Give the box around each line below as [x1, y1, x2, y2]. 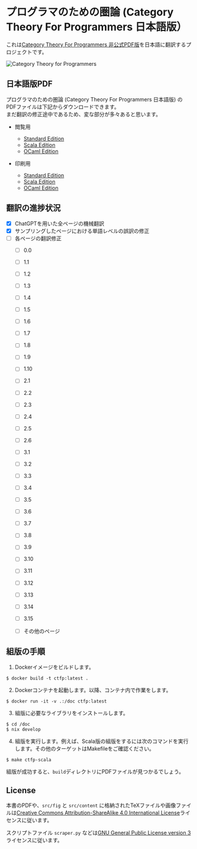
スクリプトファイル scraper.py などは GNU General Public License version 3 [6, 829, 191, 837]
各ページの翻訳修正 [14, 235, 62, 242]
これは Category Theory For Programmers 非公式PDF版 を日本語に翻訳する [6, 41, 186, 48]
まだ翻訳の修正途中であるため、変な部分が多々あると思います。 [6, 110, 162, 117]
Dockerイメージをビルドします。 [14, 663, 95, 671]
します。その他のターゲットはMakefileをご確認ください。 [14, 745, 155, 752]
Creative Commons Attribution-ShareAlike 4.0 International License [17, 809, 180, 816]
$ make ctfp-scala [6, 757, 51, 762]
